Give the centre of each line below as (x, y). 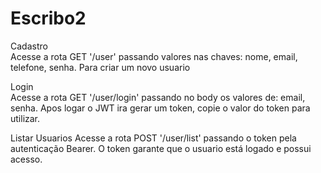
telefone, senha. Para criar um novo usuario (100, 67)
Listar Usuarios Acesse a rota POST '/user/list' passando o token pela (153, 138)
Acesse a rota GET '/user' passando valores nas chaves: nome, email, (154, 56)
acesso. (26, 159)
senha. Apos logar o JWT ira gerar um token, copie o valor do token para (160, 108)
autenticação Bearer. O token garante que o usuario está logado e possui (161, 148)
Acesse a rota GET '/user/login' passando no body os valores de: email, (158, 97)
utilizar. (25, 118)
